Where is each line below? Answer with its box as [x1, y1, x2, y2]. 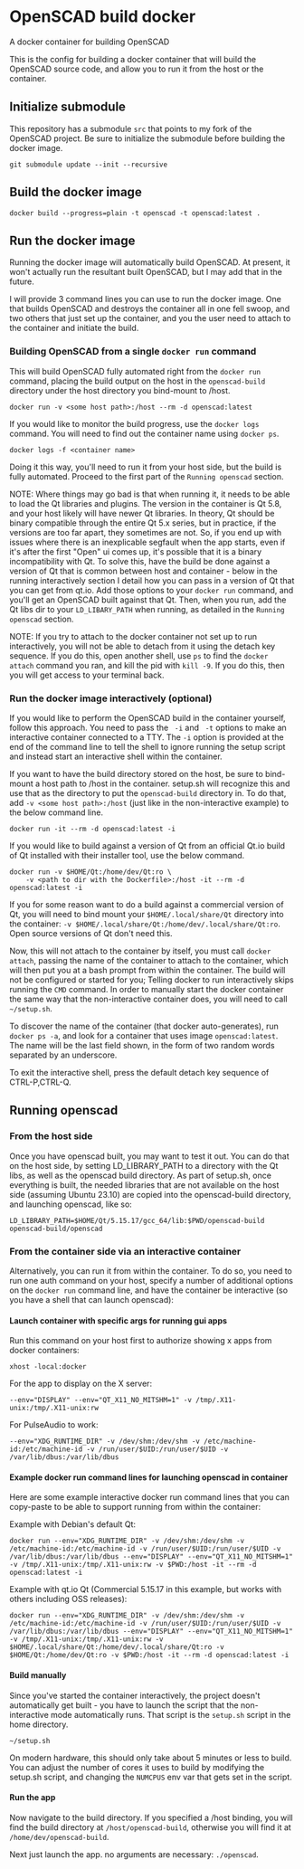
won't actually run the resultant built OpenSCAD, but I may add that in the [9, 267, 283, 278]
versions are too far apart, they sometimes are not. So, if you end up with [9, 527, 282, 537]
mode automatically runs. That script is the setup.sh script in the [51, 1709, 291, 1720]
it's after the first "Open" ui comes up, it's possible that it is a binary [9, 546, 262, 557]
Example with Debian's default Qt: [9, 1519, 137, 1530]
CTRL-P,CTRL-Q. [9, 1077, 71, 1087]
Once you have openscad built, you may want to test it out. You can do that [9, 1151, 290, 1162]
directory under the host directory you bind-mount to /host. [9, 384, 231, 395]
